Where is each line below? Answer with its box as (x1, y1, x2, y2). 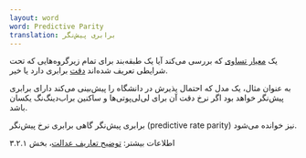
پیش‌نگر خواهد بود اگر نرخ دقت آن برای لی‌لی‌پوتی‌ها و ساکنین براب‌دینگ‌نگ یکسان (9, 92, 285, 103)
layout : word (9, 13, 59, 23)
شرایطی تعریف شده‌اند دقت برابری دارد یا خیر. (9, 65, 168, 76)
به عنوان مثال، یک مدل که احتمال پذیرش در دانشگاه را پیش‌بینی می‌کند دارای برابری (9, 83, 291, 94)
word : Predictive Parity (9, 22, 104, 31)
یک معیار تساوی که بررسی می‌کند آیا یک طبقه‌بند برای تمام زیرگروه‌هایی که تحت (9, 56, 279, 67)
